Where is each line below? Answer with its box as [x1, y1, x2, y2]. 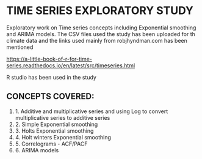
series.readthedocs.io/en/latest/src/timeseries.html [6, 62, 135, 69]
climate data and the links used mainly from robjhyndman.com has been [6, 37, 188, 44]
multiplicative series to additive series [15, 114, 110, 121]
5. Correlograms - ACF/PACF [15, 140, 88, 147]
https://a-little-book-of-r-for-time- [6, 55, 93, 62]
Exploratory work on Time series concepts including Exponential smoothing [6, 24, 197, 31]
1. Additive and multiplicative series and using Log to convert [15, 108, 168, 115]
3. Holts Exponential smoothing [15, 127, 94, 135]
